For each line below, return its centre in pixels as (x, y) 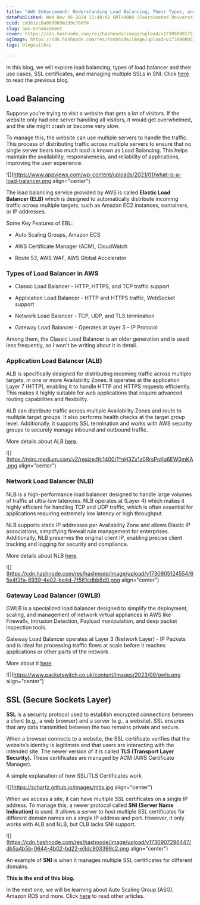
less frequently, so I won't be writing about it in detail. (72, 345)
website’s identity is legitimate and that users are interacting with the (90, 745)
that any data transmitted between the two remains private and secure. (93, 727)
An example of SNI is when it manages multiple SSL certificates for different (99, 860)
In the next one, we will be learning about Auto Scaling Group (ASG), (90, 889)
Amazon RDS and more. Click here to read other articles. (76, 896)
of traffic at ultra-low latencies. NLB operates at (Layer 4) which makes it (95, 500)
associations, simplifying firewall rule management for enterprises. (88, 531)
